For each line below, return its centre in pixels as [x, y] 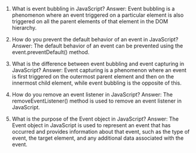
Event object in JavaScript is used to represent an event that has [91, 125]
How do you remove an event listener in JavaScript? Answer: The [92, 94]
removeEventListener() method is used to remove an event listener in [97, 101]
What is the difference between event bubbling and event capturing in [98, 64]
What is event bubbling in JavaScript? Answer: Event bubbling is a [93, 9]
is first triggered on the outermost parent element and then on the [93, 76]
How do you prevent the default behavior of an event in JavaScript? [95, 39]
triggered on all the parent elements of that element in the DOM [90, 21]
